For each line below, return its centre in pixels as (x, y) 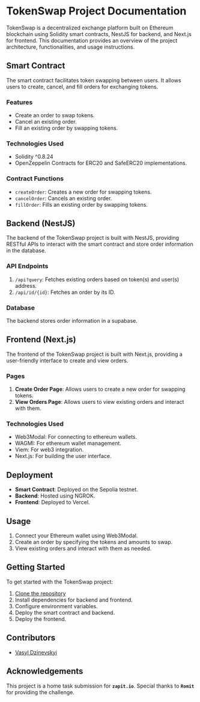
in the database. (26, 251)
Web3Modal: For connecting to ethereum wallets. (76, 437)
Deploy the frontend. (41, 619)
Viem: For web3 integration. (49, 450)
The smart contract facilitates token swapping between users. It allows (94, 80)
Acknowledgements (45, 671)
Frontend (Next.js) (41, 340)
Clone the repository (40, 593)
